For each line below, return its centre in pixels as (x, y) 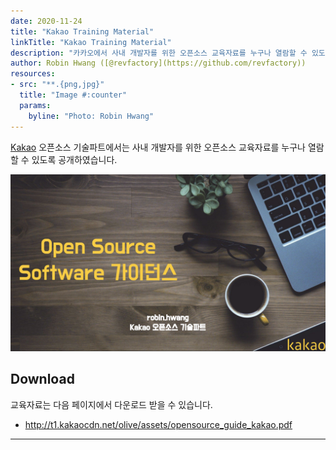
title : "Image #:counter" (73, 95)
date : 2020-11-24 (46, 21)
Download (42, 379)
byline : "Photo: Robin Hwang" (91, 116)
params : (35, 105)
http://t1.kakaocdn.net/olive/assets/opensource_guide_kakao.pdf (158, 424)
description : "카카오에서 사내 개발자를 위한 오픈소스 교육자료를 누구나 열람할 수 (159, 53)
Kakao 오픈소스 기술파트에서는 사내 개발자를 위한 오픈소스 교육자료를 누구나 (158, 147)
